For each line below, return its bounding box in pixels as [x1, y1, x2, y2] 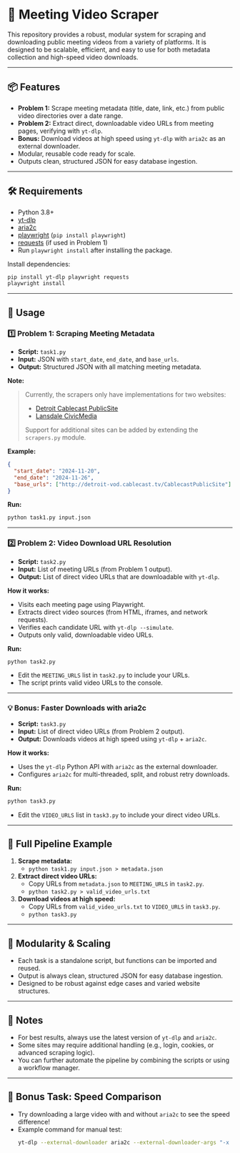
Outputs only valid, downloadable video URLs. [17, 630, 154, 639]
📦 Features [7, 81, 61, 94]
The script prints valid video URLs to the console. [17, 678, 163, 687]
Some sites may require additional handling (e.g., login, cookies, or [17, 1041, 214, 1049]
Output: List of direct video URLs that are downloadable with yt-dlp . [17, 572, 220, 581]
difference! [17, 1117, 50, 1126]
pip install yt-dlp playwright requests [7, 273, 130, 281]
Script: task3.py [17, 719, 66, 728]
